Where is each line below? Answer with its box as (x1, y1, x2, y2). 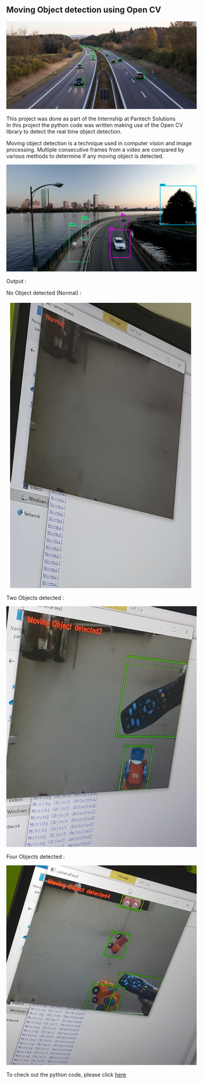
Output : (6, 277, 27, 285)
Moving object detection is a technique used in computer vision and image (6, 139, 192, 147)
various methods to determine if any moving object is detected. (6, 152, 164, 160)
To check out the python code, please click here (6, 1071, 127, 1078)
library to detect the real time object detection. (6, 128, 122, 135)
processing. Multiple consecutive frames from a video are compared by (6, 146, 184, 153)
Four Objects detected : (6, 853, 65, 860)
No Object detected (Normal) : (6, 290, 82, 297)
